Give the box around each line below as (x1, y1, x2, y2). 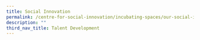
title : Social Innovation (6, 8, 70, 15)
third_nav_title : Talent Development (6, 25, 100, 31)
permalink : (6, 14, 33, 20)
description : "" (6, 19, 46, 25)
